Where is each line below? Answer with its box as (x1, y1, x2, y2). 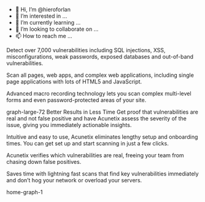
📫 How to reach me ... (15, 33, 72, 39)
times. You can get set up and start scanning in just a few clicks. (6, 140, 169, 147)
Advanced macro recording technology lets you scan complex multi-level (6, 90, 191, 97)
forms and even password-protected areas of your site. (6, 96, 147, 104)
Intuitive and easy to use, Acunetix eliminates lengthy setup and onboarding (6, 133, 198, 141)
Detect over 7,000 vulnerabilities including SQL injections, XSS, (6, 47, 166, 53)
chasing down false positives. (6, 158, 82, 165)
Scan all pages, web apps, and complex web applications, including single (6, 71, 195, 79)
